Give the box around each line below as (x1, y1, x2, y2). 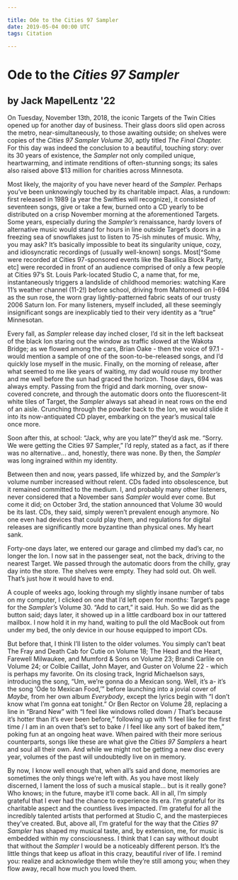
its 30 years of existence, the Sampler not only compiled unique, (7, 151, 196, 160)
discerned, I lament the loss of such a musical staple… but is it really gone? (7, 781, 227, 790)
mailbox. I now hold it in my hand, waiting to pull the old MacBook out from (7, 618, 225, 627)
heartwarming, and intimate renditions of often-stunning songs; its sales (7, 159, 218, 167)
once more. (7, 420, 41, 429)
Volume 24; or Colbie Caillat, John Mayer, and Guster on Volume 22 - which (7, 662, 228, 671)
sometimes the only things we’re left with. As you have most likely (7, 774, 200, 783)
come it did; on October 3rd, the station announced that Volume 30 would (7, 500, 222, 509)
